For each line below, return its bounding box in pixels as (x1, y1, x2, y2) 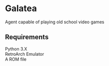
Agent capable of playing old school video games (5, 19, 105, 25)
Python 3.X (5, 46, 28, 51)
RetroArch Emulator (5, 51, 44, 57)
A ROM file (5, 56, 27, 62)
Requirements (5, 33, 49, 41)
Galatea (5, 3, 37, 14)
